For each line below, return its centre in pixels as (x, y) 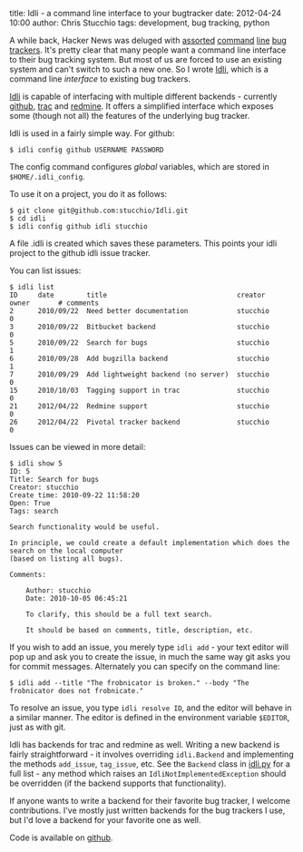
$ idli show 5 (36, 464)
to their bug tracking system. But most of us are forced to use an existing (146, 59)
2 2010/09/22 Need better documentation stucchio (140, 311)
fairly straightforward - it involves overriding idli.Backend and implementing (151, 754)
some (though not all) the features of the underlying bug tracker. (130, 116)
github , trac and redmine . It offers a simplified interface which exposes (142, 106)
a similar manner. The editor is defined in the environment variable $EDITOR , (150, 717)
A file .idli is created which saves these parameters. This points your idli (143, 243)
